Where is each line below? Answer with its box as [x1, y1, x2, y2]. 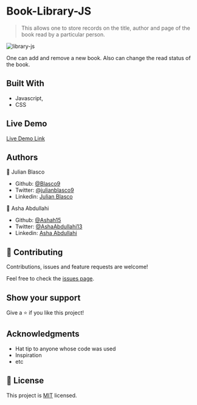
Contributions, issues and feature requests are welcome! [6, 263, 148, 271]
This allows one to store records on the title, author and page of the [21, 24, 190, 32]
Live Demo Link [6, 135, 46, 142]
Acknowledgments [6, 329, 80, 339]
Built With [6, 78, 44, 89]
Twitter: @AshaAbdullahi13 [15, 223, 83, 230]
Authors [6, 152, 38, 162]
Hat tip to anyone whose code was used [15, 345, 116, 352]
